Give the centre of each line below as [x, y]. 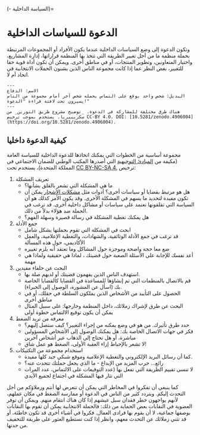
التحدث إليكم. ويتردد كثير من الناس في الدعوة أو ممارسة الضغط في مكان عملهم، [96, 393]
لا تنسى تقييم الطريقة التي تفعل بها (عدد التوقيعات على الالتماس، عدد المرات [109, 369]
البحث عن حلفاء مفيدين [41, 267]
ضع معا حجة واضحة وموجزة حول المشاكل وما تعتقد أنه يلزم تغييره [97, 249]
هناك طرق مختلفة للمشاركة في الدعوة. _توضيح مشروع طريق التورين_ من [93, 112]
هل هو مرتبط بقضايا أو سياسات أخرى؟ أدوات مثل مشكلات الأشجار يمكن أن [107, 192]
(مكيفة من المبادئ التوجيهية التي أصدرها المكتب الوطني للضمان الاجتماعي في [92, 161]
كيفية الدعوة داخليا [37, 141]
